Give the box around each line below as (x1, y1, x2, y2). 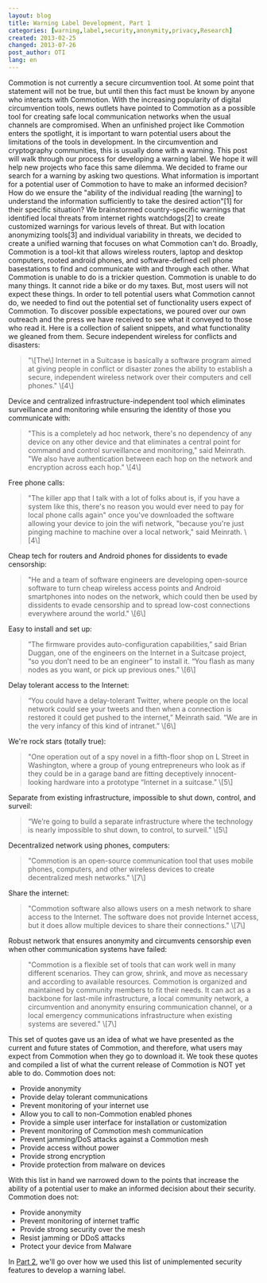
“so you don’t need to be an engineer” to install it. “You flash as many (27, 656, 255, 665)
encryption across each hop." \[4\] (27, 462, 141, 472)
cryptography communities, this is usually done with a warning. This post (8, 145, 248, 155)
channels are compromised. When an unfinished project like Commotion (8, 120, 245, 130)
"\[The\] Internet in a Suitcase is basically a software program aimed (27, 355, 252, 365)
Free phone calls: (8, 478, 65, 487)
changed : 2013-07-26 (8, 41, 77, 49)
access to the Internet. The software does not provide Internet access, (27, 912, 259, 922)
